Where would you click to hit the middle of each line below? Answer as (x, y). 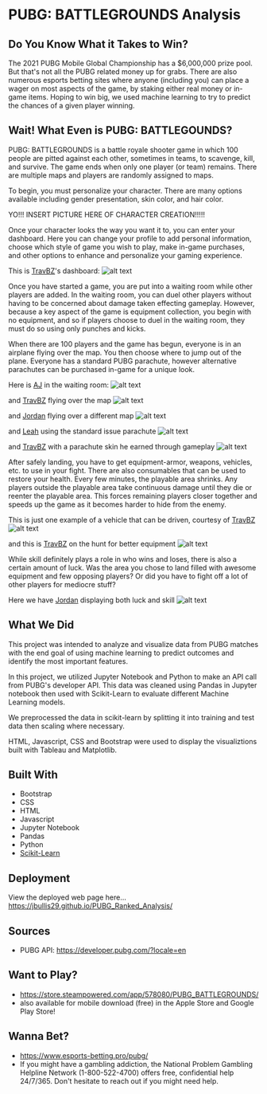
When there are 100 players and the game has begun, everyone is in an (125, 343)
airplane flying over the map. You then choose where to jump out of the (125, 352)
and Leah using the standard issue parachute (82, 431)
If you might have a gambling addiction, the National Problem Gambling (136, 1064)
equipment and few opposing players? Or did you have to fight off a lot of (128, 576)
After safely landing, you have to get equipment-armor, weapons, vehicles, (130, 462)
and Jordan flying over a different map (71, 415)
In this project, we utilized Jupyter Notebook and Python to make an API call (132, 676)
